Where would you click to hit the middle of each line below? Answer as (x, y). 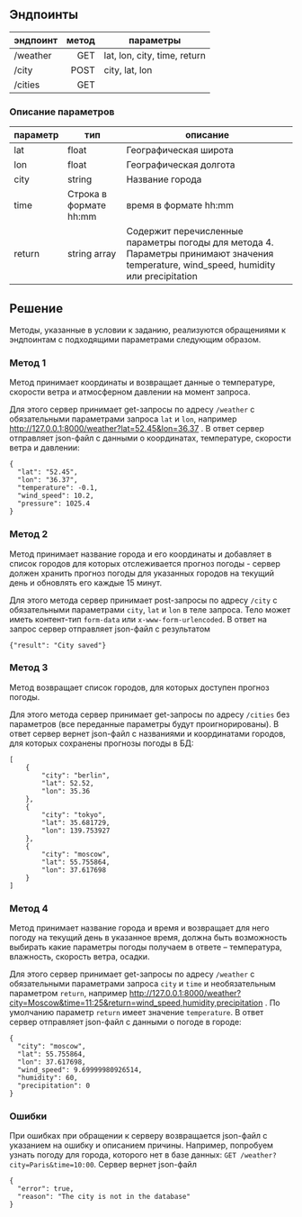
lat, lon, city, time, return (155, 55)
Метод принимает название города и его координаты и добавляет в (141, 554)
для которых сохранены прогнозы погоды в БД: (102, 743)
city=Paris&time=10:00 (52, 1166)
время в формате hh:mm (180, 205)
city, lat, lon (128, 69)
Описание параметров (62, 112)
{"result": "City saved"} (58, 645)
